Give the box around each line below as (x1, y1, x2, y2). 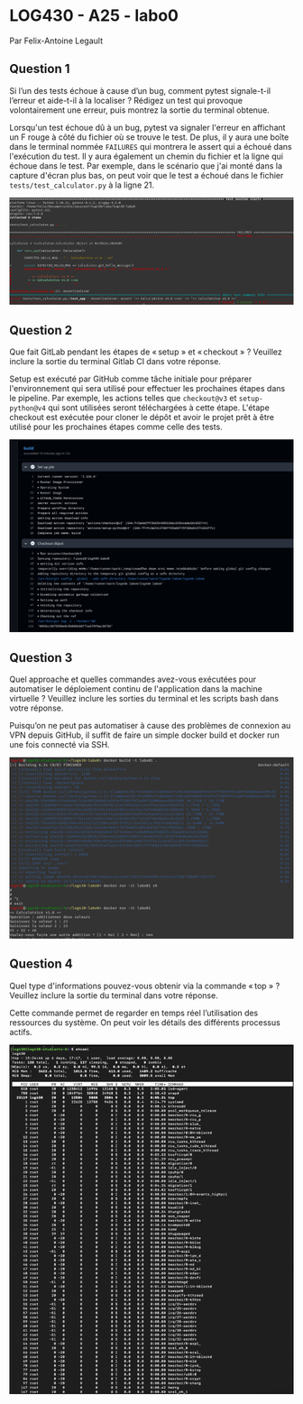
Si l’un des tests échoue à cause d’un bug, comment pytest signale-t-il (9, 85, 271, 96)
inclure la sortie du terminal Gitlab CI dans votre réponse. (9, 356, 221, 367)
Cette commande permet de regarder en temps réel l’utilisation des (9, 1007, 259, 1018)
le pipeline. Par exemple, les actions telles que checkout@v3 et (9, 393, 237, 404)
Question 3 (9, 650, 73, 665)
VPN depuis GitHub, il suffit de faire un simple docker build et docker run (9, 730, 280, 740)
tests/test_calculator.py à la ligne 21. (9, 179, 155, 190)
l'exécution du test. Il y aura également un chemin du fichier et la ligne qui (9, 151, 284, 161)
